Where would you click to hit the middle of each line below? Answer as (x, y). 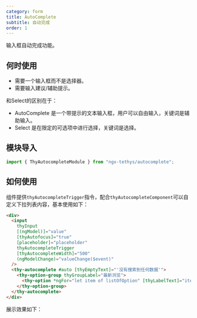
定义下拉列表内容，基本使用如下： (47, 204)
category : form (25, 11)
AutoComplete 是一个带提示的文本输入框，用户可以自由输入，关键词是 (99, 113)
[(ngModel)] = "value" (42, 232)
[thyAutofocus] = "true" (44, 237)
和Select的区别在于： (32, 101)
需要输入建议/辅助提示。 (44, 88)
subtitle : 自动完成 (28, 22)
